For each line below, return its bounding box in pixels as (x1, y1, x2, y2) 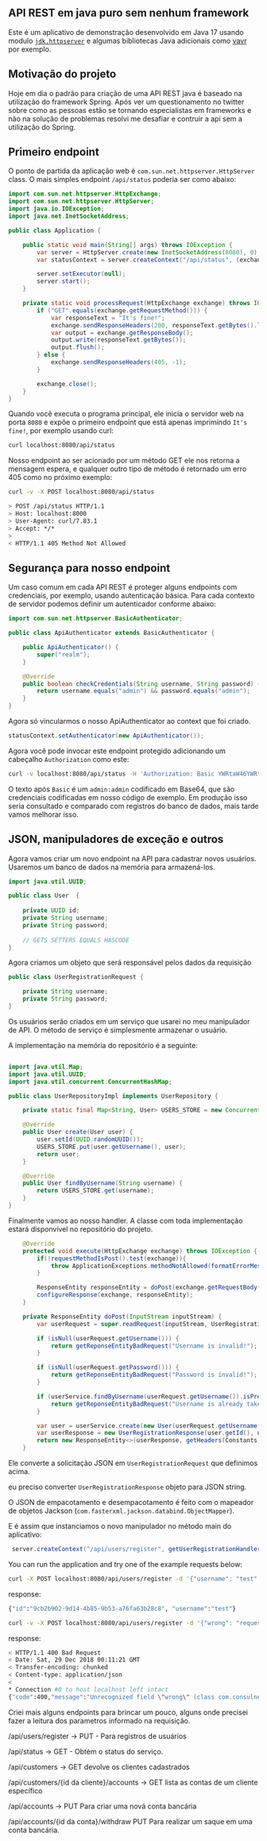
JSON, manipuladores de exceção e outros (8, 833, 224, 846)
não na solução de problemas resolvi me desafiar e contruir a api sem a (8, 114, 242, 123)
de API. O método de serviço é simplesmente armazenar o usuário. (8, 1025, 228, 1035)
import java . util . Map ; (8, 1062, 83, 1071)
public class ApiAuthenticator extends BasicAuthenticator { (8, 629, 215, 637)
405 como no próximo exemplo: (8, 473, 113, 482)
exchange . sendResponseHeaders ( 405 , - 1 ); (50, 358, 187, 366)
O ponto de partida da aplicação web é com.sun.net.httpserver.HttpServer (8, 166, 255, 176)
